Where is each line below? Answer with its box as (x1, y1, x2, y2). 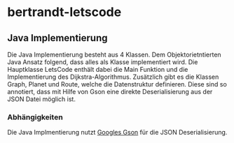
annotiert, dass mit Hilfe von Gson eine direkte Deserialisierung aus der (7, 88, 213, 96)
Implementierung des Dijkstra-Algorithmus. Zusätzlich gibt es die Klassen (7, 73, 219, 81)
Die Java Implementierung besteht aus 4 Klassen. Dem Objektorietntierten (7, 50, 222, 59)
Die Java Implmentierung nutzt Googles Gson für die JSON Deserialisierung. (7, 128, 228, 137)
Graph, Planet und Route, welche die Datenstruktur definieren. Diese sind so (7, 80, 228, 88)
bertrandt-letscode (7, 4, 122, 20)
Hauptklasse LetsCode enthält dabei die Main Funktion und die (7, 66, 188, 73)
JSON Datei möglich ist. (7, 95, 76, 103)
